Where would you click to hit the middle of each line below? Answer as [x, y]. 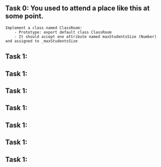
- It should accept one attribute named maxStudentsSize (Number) [86, 37]
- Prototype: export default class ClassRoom [63, 32]
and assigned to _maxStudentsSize [42, 41]
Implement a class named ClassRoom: [44, 28]
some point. [24, 16]
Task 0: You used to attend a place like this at [77, 8]
